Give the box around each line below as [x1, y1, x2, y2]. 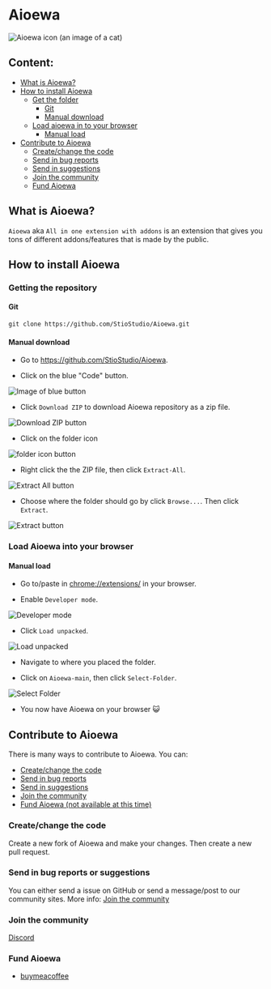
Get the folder [32, 95, 79, 104]
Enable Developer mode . [19, 595, 99, 604]
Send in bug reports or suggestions [8, 867, 150, 878]
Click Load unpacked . [19, 626, 89, 636]
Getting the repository [8, 282, 98, 293]
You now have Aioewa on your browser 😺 [19, 705, 160, 714]
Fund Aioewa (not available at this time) [19, 799, 152, 809]
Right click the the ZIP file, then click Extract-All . [19, 465, 186, 475]
